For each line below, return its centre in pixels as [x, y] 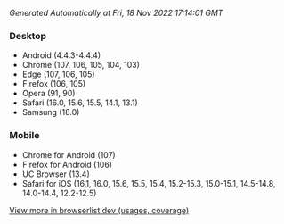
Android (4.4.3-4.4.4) [61, 55]
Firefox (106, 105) [54, 84]
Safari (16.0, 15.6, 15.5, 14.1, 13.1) [80, 103]
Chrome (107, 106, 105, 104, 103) [81, 65]
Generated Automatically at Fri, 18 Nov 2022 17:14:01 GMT [116, 13]
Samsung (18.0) [51, 112]
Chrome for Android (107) [69, 154]
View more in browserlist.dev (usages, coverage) [99, 210]
